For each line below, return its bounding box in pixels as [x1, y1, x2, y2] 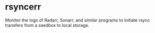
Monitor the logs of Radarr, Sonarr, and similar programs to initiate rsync [5, 17, 150, 23]
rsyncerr [5, 1, 41, 12]
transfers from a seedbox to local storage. [5, 22, 90, 28]
